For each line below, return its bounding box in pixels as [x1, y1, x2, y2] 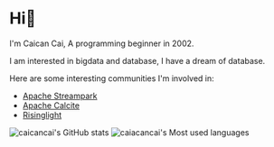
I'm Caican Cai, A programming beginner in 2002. [9, 38, 194, 49]
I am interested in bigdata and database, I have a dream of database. [9, 55, 266, 66]
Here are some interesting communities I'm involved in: [9, 72, 214, 84]
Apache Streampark [22, 90, 98, 101]
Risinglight [22, 109, 62, 120]
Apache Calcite [22, 99, 80, 111]
